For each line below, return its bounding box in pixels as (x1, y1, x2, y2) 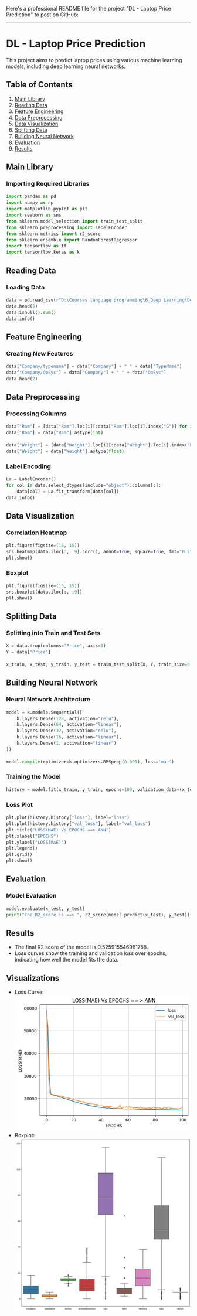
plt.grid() (6, 852, 33, 858)
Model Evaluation (6, 892, 57, 900)
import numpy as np (6, 200, 54, 206)
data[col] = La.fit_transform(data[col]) (16, 489, 119, 495)
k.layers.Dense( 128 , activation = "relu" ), (16, 715, 119, 721)
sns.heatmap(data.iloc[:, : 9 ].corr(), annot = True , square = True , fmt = (6, 549, 180, 555)
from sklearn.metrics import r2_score (6, 231, 101, 237)
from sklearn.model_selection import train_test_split (6, 218, 143, 224)
